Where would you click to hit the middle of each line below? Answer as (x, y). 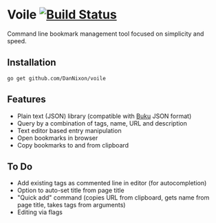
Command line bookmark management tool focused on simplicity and (106, 34)
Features (26, 99)
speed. (17, 40)
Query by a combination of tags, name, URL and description (102, 123)
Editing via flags (40, 212)
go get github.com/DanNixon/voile (57, 78)
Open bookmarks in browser (57, 138)
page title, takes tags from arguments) (71, 205)
